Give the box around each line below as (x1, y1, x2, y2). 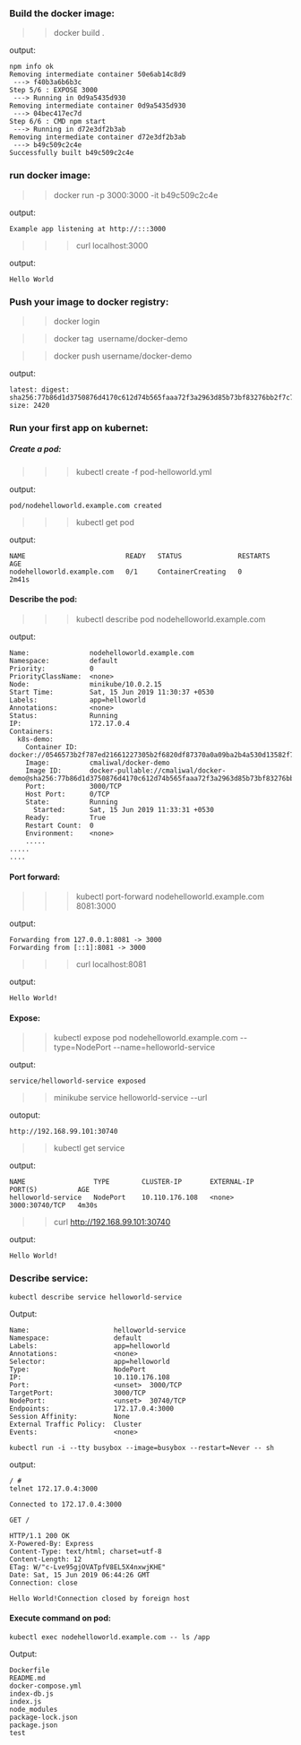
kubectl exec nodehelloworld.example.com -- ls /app (9, 1632, 211, 1642)
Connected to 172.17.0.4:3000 (9, 1499, 123, 1508)
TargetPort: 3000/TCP (9, 1388, 146, 1397)
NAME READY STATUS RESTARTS (9, 551, 271, 560)
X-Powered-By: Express (9, 1539, 94, 1548)
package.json (9, 1720, 58, 1730)
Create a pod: (9, 444, 62, 454)
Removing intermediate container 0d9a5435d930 (9, 101, 186, 110)
